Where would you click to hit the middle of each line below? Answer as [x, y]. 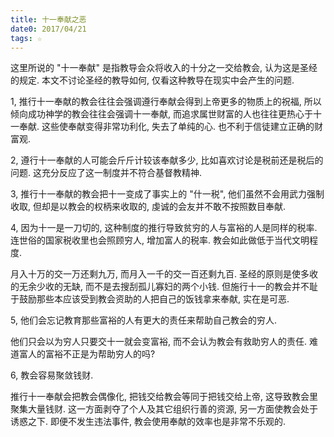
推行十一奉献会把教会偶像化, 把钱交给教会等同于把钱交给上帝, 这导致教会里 [164, 397]
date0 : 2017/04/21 [48, 29]
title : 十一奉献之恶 [48, 19]
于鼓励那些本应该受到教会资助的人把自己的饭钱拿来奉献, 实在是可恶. [150, 299]
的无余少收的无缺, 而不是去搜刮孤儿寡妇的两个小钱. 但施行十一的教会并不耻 [164, 287]
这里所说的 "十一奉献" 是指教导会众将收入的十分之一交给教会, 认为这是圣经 [164, 68]
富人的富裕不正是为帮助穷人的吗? [87, 354]
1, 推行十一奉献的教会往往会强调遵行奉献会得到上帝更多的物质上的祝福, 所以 [166, 102]
